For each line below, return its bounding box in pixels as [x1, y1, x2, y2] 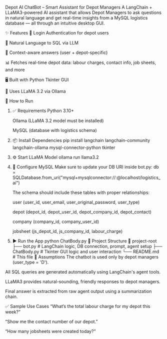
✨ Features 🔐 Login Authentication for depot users [5, 30, 109, 35]
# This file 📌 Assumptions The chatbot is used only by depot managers [12, 254, 158, 259]
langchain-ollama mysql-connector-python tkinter [12, 144, 115, 150]
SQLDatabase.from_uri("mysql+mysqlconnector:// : [12, 174, 117, 180]
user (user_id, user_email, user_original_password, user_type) [12, 199, 140, 205]
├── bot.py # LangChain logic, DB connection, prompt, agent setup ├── [12, 243, 162, 249]
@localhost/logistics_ [116, 174, 161, 180]
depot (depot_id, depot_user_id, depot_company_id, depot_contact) [12, 209, 151, 214]
